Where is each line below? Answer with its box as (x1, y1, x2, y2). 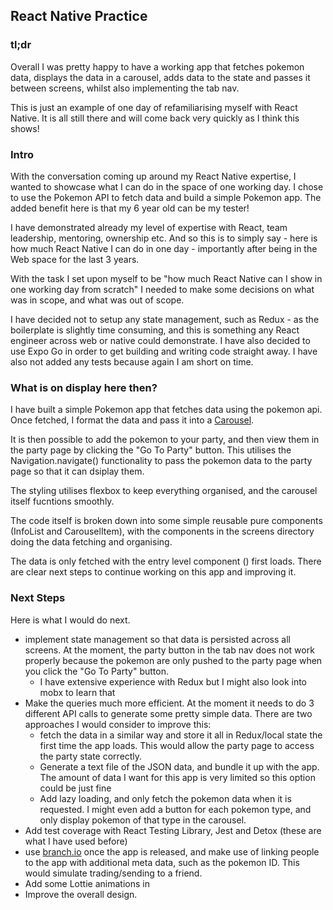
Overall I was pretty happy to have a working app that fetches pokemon (10, 60, 305, 73)
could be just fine (39, 782, 112, 794)
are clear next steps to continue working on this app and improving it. (10, 566, 297, 578)
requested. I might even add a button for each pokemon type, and (39, 803, 312, 815)
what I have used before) (24, 835, 128, 847)
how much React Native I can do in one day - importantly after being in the (10, 242, 318, 254)
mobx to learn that (39, 686, 116, 698)
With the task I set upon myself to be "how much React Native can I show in (10, 272, 323, 284)
